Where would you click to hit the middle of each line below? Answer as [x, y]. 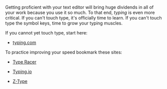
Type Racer [24, 62]
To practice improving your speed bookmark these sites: [64, 52]
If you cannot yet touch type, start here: [47, 33]
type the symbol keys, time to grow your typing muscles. [64, 23]
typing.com [24, 42]
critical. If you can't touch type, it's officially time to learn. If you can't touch [83, 18]
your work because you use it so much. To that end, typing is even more [80, 12]
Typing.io [22, 71]
